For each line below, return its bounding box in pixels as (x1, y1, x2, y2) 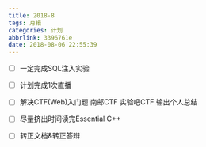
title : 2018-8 (8, 11, 55, 20)
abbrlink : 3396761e (8, 33, 73, 42)
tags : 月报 (8, 19, 42, 27)
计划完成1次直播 (19, 81, 72, 90)
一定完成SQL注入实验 (19, 64, 90, 73)
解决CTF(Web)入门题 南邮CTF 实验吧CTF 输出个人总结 (19, 97, 198, 107)
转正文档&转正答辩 (19, 131, 81, 141)
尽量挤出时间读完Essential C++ (19, 114, 121, 123)
